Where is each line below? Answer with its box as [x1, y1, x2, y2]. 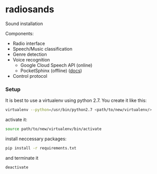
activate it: [5, 117, 28, 123]
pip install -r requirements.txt [5, 145, 77, 150]
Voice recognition [12, 56, 50, 62]
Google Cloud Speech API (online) [20, 62, 93, 68]
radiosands [5, 4, 55, 15]
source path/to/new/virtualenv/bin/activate [5, 126, 102, 132]
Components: [5, 30, 34, 36]
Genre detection [12, 51, 47, 57]
